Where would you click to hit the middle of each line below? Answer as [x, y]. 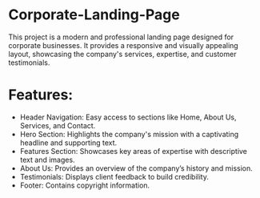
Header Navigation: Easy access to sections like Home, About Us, [128, 117]
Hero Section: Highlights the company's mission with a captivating [129, 134]
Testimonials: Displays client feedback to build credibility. [114, 176]
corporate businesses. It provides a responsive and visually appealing [123, 45]
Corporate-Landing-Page [94, 15]
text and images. [47, 160]
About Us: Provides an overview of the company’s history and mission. [136, 168]
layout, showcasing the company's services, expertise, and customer [122, 54]
